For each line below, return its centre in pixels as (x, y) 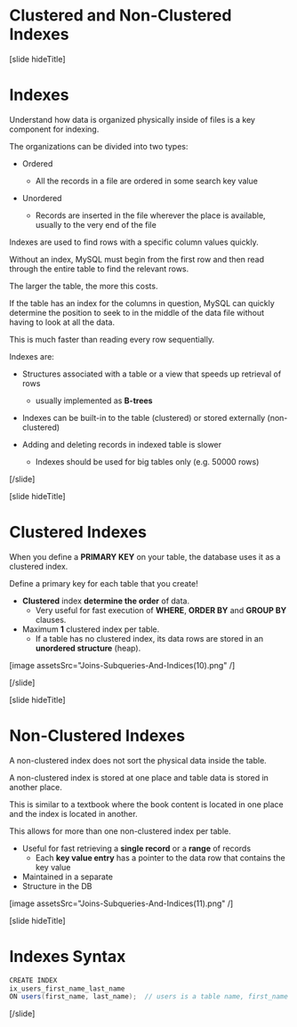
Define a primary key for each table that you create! (104, 583)
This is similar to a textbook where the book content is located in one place (146, 804)
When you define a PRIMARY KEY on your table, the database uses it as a (145, 556)
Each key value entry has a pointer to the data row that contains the (161, 857)
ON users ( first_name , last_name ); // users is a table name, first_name (149, 997)
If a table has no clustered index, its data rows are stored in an (149, 638)
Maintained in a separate (68, 877)
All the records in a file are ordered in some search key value (146, 181)
